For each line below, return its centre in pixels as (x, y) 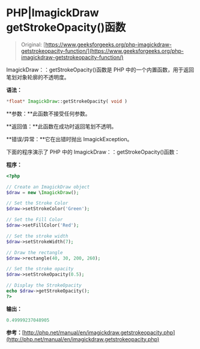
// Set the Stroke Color (37, 203)
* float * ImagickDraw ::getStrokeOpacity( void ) (67, 101)
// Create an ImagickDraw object (48, 187)
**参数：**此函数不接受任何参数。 (49, 114)
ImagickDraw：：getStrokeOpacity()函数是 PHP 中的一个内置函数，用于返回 (100, 70)
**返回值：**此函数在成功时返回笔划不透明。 (62, 126)
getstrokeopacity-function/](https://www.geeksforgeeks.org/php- (102, 50)
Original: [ (33, 44)
